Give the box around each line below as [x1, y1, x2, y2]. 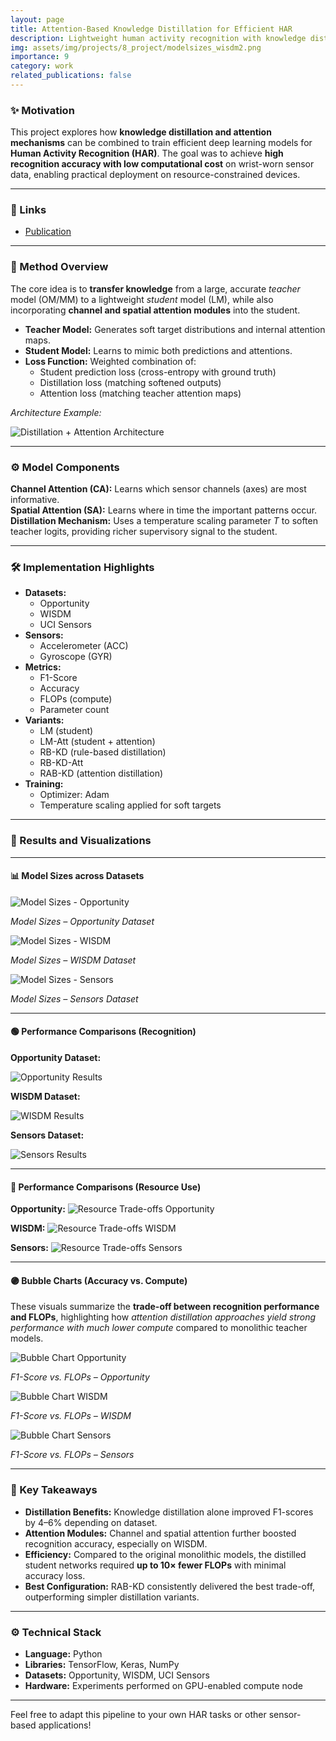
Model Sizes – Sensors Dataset [10, 992, 139, 1005]
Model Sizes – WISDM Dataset [10, 954, 137, 966]
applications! [38, 1719, 92, 1731]
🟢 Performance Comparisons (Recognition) [10, 1026, 197, 1038]
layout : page [10, 14, 65, 25]
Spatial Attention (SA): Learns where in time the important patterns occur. [10, 504, 318, 516]
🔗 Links [10, 203, 47, 217]
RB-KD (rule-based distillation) [39, 746, 167, 758]
